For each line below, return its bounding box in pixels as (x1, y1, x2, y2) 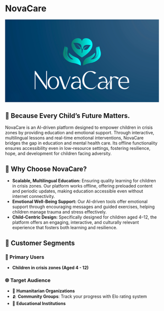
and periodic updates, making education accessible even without (12, 188, 143, 194)
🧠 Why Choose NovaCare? (5, 165, 87, 173)
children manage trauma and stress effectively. (12, 209, 107, 215)
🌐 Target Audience (5, 277, 51, 284)
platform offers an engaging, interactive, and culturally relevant (12, 219, 139, 225)
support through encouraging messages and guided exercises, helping (12, 204, 155, 210)
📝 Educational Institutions (12, 301, 66, 307)
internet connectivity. (12, 193, 55, 199)
